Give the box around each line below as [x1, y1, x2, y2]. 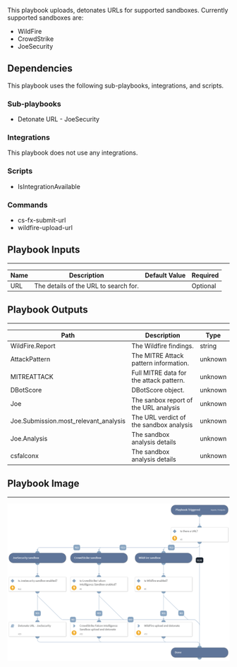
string [200, 342, 217, 350]
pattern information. [131, 359, 189, 367]
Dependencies [7, 63, 73, 75]
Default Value [144, 271, 186, 280]
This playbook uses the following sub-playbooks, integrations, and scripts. [7, 81, 224, 90]
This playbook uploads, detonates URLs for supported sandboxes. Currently [7, 6, 229, 14]
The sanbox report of [131, 395, 193, 404]
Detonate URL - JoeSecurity [17, 115, 100, 124]
